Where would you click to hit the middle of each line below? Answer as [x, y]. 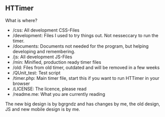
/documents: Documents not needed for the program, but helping [80, 46]
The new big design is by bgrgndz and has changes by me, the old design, [83, 104]
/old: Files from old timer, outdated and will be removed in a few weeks [86, 67]
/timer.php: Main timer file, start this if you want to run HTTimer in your [86, 78]
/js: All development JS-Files [42, 57]
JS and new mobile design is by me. [43, 109]
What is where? [21, 20]
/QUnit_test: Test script [36, 73]
